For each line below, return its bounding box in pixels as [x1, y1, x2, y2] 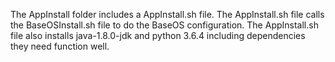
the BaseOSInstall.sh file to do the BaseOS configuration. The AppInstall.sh [10, 19, 319, 31]
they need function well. [10, 40, 110, 52]
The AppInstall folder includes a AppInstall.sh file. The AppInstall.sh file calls [10, 9, 325, 20]
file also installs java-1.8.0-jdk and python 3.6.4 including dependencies [10, 30, 306, 41]
